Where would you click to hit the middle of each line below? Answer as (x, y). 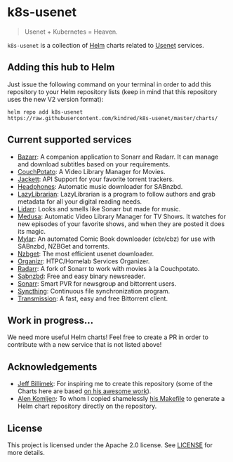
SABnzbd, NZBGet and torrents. (64, 246)
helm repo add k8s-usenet (45, 112)
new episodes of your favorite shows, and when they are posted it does (121, 224)
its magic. (32, 231)
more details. (26, 453)
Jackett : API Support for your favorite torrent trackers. (95, 179)
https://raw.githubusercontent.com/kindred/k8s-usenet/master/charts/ (113, 118)
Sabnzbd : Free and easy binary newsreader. (81, 276)
